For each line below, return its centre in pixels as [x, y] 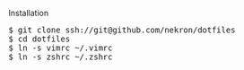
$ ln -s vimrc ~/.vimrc [61, 48]
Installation [29, 13]
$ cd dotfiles [39, 39]
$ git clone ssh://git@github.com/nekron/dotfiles [122, 30]
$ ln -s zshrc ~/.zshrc [61, 57]
